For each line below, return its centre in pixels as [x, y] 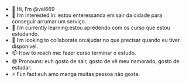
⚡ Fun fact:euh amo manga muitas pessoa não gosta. [76, 74]
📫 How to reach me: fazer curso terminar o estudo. [74, 53]
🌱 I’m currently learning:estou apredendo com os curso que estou [91, 27]
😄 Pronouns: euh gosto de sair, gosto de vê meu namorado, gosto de [95, 61]
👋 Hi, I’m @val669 [33, 9]
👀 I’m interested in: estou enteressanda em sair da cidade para [87, 15]
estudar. [22, 68]
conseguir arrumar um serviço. [49, 21]
